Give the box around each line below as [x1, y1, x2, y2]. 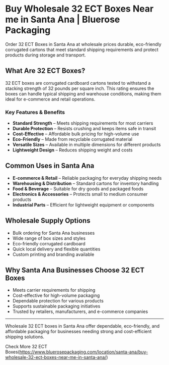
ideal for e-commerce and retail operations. [5, 96, 96, 102]
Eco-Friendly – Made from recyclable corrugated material [12, 136, 132, 142]
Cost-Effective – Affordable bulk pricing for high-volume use [12, 131, 139, 137]
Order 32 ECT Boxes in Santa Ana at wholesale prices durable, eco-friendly [5, 41, 162, 47]
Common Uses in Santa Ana [5, 162, 95, 170]
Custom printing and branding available [12, 251, 95, 257]
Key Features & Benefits [5, 109, 65, 116]
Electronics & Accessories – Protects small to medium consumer [12, 191, 148, 197]
